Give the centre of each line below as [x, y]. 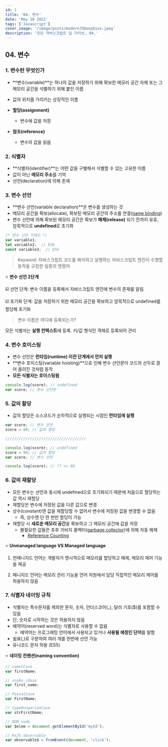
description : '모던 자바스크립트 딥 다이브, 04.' [52, 33]
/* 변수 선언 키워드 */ [26, 235]
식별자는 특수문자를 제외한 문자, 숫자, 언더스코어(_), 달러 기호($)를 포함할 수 [86, 607]
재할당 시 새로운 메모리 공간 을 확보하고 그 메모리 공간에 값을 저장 [75, 523]
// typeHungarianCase [28, 708]
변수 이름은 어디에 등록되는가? [47, 319]
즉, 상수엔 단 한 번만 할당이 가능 [51, 517]
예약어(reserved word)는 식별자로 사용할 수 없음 [60, 626]
